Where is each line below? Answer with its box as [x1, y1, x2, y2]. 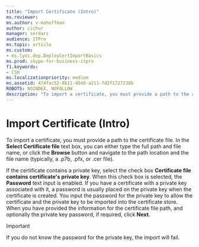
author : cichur [6, 25, 44, 31]
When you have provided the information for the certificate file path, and [6, 204, 183, 211]
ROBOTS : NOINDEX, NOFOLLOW [6, 86, 73, 92]
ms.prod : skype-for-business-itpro [6, 58, 94, 64]
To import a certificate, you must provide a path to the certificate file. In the [6, 136, 190, 143]
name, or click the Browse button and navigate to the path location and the [6, 149, 189, 156]
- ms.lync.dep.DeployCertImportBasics [6, 53, 102, 59]
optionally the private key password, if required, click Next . [6, 211, 150, 218]
